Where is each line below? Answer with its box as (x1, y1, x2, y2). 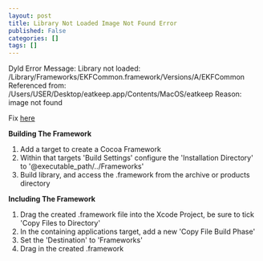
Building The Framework (8, 129, 92, 139)
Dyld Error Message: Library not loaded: (8, 63, 141, 73)
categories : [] (8, 34, 59, 43)
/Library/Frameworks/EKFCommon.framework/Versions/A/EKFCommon (8, 72, 245, 82)
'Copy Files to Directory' (19, 218, 101, 228)
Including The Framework (8, 194, 96, 204)
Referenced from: (8, 81, 67, 91)
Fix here (8, 113, 35, 123)
